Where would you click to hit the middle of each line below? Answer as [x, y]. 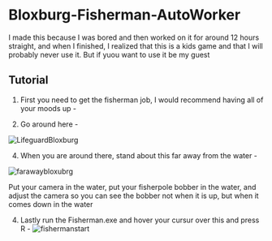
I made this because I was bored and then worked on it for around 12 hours [134, 37]
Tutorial [28, 80]
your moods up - [48, 108]
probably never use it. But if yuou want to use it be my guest [109, 54]
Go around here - [49, 124]
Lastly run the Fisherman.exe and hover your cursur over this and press [140, 220]
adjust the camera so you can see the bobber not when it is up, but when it [134, 196]
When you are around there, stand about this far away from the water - [139, 155]
